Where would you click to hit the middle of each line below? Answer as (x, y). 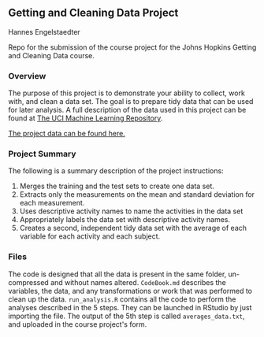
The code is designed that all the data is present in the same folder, (117, 274)
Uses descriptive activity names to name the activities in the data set (131, 211)
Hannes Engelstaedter (44, 31)
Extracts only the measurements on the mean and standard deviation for (137, 194)
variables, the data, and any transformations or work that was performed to (130, 291)
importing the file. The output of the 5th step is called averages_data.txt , (126, 316)
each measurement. (52, 203)
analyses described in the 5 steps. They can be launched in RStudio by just (130, 307)
